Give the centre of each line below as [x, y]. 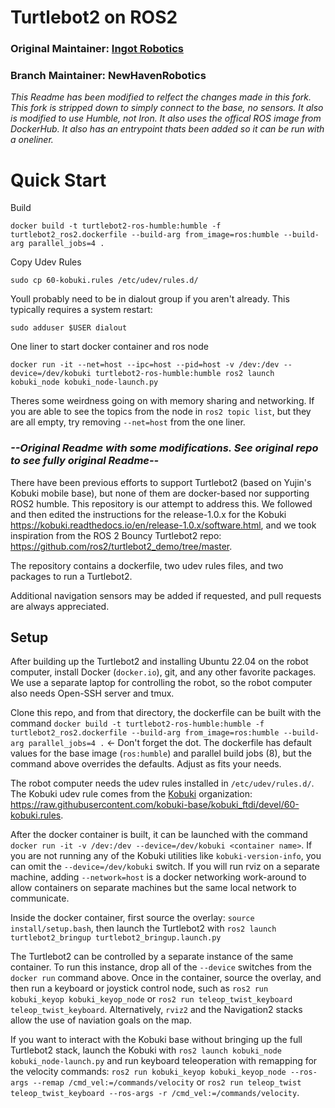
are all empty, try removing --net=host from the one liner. [128, 422]
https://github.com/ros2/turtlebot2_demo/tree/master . [121, 546]
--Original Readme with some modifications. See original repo [164, 448]
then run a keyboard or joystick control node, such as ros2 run [139, 988]
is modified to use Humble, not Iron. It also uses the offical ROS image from [166, 118]
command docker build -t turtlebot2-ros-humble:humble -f [137, 723]
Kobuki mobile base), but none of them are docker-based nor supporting [160, 493]
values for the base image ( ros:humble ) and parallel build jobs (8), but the [161, 753]
